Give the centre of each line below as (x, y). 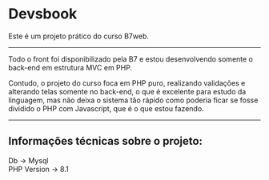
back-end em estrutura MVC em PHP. (70, 67)
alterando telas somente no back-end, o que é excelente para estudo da (127, 91)
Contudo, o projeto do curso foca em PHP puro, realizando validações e (127, 83)
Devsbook (43, 14)
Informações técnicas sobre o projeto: (105, 141)
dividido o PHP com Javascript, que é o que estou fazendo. (106, 108)
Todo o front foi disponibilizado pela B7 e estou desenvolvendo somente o (131, 59)
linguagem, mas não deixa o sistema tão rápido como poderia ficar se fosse (133, 100)
